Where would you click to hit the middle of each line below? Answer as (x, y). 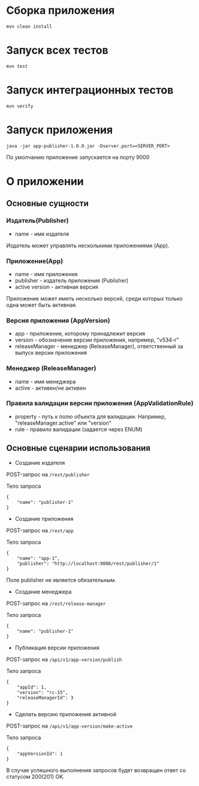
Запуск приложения (59, 130)
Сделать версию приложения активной (66, 714)
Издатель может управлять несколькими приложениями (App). (88, 245)
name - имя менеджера (45, 381)
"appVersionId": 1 (40, 754)
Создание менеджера (43, 591)
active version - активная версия (56, 287)
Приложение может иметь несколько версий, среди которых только (94, 298)
